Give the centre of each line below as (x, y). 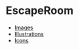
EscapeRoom (39, 11)
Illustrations (29, 34)
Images (24, 27)
